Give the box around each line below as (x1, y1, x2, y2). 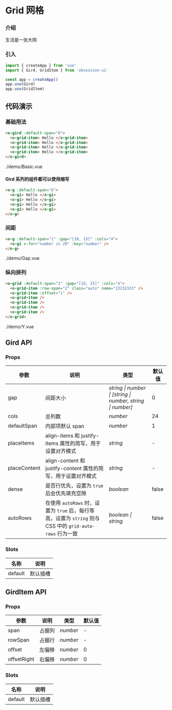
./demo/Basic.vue (5, 163, 42, 170)
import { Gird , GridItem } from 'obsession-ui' (5, 68, 109, 73)
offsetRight (8, 656, 35, 663)
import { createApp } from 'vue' (5, 62, 77, 68)
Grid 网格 (5, 5, 45, 16)
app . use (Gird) (5, 81, 36, 87)
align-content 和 (45, 457, 85, 464)
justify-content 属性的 (45, 465, 99, 472)
